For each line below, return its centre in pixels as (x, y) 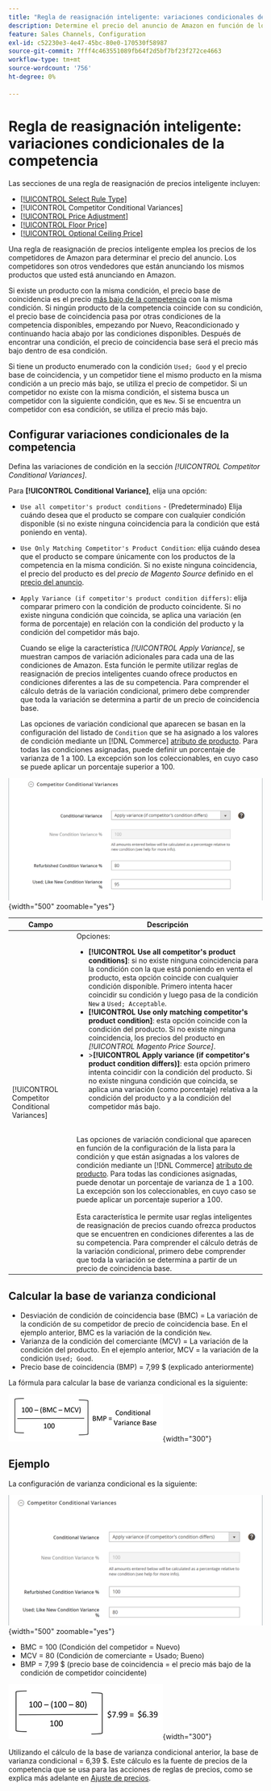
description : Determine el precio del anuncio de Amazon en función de (131, 25)
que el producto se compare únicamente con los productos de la (127, 557)
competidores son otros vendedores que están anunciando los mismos (126, 266)
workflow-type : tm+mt (45, 60)
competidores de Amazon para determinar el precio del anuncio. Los (123, 257)
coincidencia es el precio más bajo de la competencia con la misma (121, 298)
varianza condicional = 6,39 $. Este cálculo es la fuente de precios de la (128, 1760)
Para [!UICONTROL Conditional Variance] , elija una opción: (108, 491)
